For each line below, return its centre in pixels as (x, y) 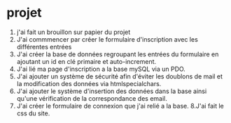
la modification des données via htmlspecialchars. (89, 83)
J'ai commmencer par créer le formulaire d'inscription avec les (107, 39)
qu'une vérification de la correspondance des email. (92, 98)
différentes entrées (44, 47)
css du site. (33, 113)
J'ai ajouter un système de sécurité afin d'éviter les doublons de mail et (120, 76)
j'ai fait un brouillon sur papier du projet (73, 32)
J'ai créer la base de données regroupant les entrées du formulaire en (118, 54)
